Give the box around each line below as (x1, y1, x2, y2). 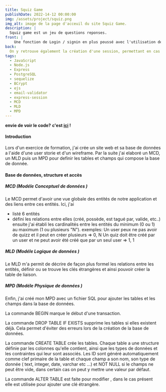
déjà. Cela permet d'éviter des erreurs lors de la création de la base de (5, 325, 149, 331)
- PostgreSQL (9, 72, 37, 77)
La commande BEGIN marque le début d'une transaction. (5, 310, 121, 316)
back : (5, 44, 16, 49)
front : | (5, 35, 23, 40)
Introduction (5, 133, 31, 139)
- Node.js (9, 63, 30, 67)
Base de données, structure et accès (5, 172, 83, 178)
